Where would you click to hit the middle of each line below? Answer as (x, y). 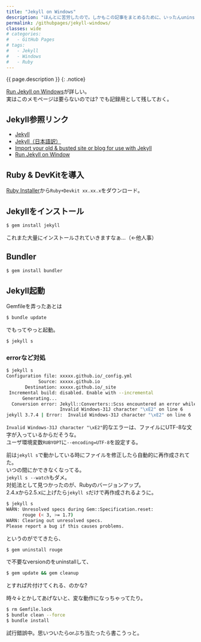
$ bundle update (26, 318)
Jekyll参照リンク (37, 120)
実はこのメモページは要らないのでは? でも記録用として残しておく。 (89, 99)
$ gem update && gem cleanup (42, 573)
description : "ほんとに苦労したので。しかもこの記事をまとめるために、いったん (94, 17)
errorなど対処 (26, 357)
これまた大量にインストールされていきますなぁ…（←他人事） (82, 237)
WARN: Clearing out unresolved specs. (54, 520)
